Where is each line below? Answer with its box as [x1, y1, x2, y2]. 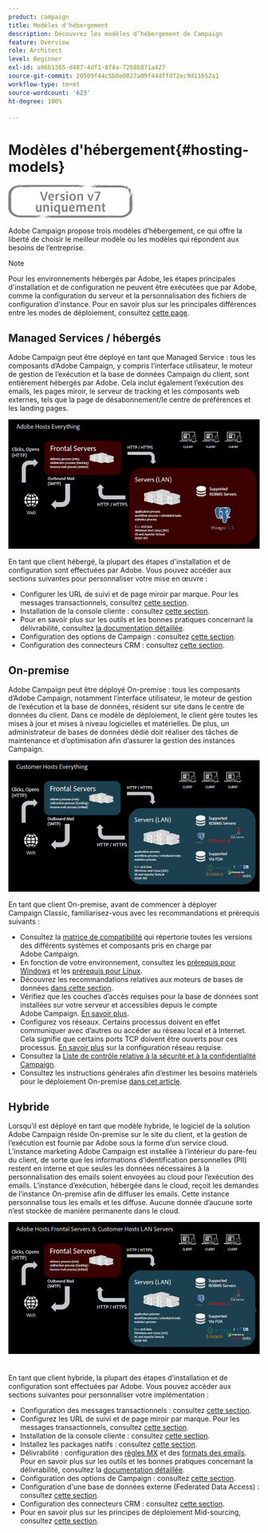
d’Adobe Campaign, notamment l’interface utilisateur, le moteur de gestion [8, 693, 253, 703]
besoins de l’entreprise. [8, 243, 85, 253]
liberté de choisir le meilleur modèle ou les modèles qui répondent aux [8, 234, 239, 244]
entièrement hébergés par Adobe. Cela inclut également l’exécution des [8, 378, 244, 387]
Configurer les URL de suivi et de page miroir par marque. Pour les [19, 589, 239, 599]
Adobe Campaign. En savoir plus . [19, 1008, 130, 1019]
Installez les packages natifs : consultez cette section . [19, 1439, 198, 1449]
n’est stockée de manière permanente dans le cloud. [8, 1206, 181, 1216]
